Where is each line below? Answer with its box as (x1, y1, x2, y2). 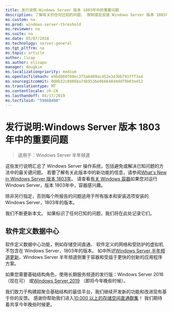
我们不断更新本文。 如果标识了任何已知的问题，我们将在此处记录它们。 (5, 210, 155, 216)
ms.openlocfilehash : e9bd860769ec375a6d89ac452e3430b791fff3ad (5, 74, 143, 79)
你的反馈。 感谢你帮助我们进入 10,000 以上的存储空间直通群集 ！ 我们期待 (9, 295, 163, 301)
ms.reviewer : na (5, 27, 40, 32)
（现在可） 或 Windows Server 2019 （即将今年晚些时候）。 (5, 278, 128, 284)
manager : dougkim (5, 64, 42, 70)
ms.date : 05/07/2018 (5, 36, 50, 41)
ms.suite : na (5, 31, 33, 36)
